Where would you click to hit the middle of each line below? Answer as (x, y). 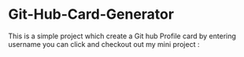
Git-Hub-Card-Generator (91, 14)
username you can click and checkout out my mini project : (104, 44)
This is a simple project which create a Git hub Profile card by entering (122, 36)
